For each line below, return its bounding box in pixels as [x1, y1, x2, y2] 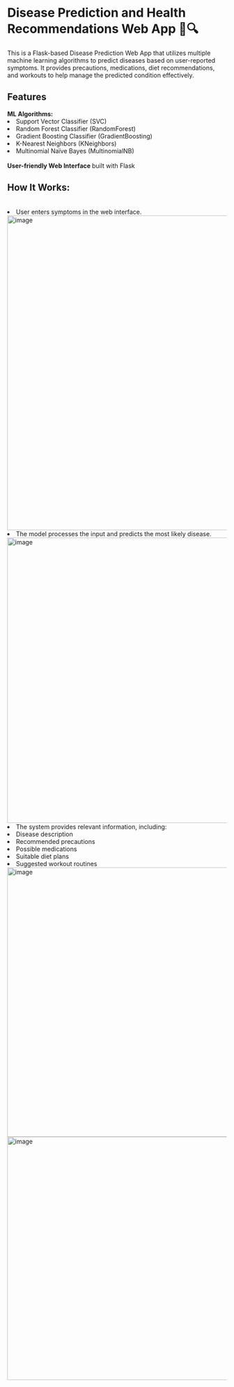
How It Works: [7, 182, 70, 194]
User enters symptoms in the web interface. [16, 207, 142, 216]
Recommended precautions [16, 837, 95, 845]
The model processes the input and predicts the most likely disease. [16, 529, 212, 538]
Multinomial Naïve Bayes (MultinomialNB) [16, 146, 134, 155]
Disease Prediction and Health [7, 5, 186, 21]
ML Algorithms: [7, 109, 54, 118]
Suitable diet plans [16, 852, 70, 861]
